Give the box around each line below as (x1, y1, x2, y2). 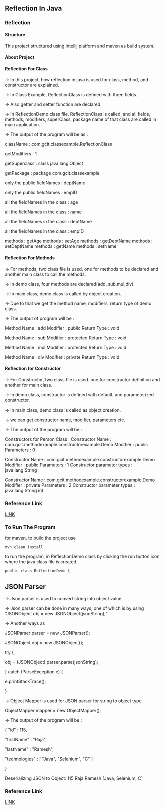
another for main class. (5, 382, 52, 388)
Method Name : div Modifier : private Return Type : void (5, 354, 120, 360)
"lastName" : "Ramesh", (5, 746, 54, 752)
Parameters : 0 (5, 447, 36, 453)
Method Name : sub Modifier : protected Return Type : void (5, 335, 127, 341)
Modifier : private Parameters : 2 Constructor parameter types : (5, 482, 135, 488)
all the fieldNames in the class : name (5, 209, 82, 215)
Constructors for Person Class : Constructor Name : (5, 436, 111, 442)
